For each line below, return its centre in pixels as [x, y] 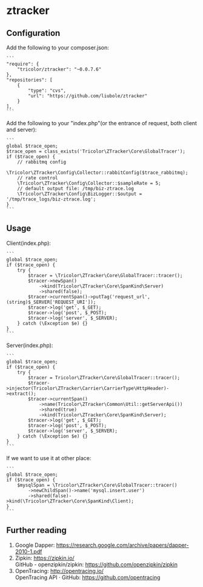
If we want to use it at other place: [49, 458]
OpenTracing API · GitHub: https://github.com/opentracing [88, 577]
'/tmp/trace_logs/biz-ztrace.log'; [51, 199]
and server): [22, 129]
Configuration [33, 33]
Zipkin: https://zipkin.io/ [45, 558]
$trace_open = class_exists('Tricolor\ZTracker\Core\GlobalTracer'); [96, 151]
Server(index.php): [30, 345]
